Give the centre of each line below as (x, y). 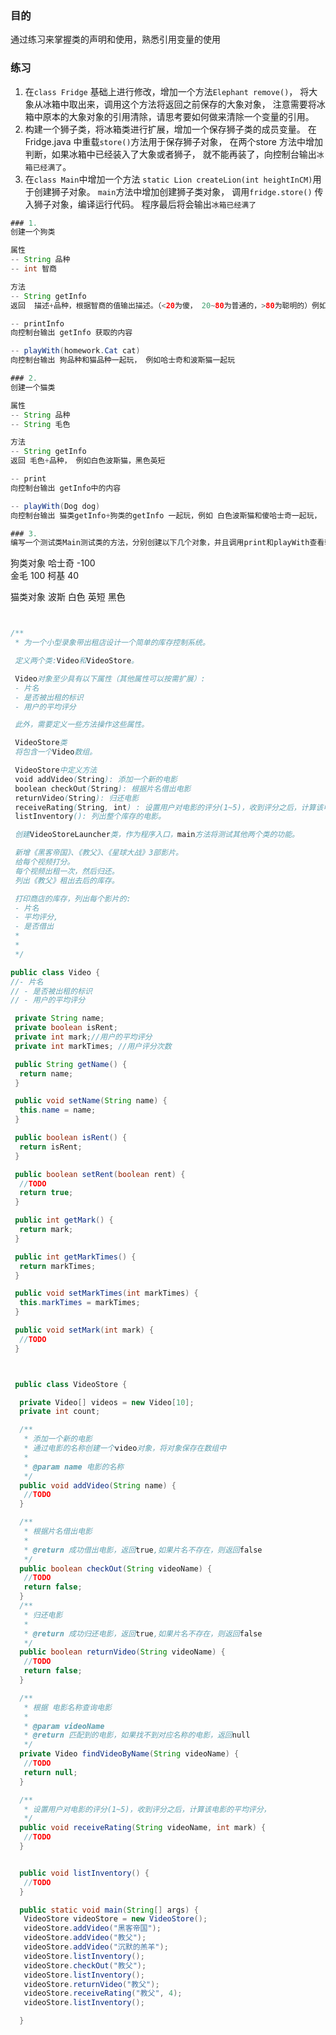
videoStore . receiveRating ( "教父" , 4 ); (103, 1993)
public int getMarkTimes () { (75, 1257)
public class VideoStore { (71, 1384)
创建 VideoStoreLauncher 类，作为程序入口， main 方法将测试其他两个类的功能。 (157, 835)
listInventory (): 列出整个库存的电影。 (90, 817)
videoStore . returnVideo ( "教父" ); (91, 1984)
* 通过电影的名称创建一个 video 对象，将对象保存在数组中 (125, 1448)
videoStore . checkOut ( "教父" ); (85, 1965)
